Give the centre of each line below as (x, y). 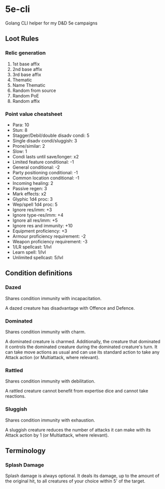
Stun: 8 (20, 130)
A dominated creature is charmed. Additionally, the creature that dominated (83, 341)
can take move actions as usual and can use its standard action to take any (82, 352)
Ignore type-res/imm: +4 (38, 215)
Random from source (34, 90)
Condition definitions (39, 273)
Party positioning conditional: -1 (45, 172)
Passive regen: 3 (30, 188)
